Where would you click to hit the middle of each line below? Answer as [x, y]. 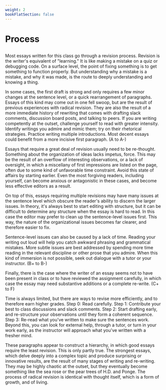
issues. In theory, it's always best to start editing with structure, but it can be [83, 206]
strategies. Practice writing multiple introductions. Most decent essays [77, 134]
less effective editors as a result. [38, 186]
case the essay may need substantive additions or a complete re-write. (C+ [82, 284]
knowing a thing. [22, 82]
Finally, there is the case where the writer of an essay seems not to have [79, 273]
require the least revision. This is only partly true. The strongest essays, [78, 350]
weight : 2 [15, 10]
